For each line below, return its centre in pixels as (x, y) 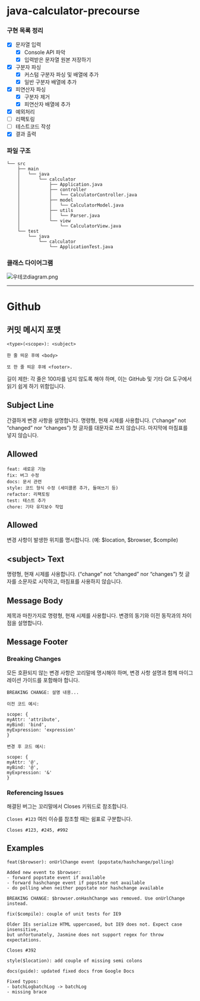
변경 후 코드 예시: (26, 746)
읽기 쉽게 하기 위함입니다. (36, 386)
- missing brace (27, 992)
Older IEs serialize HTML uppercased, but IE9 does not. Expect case (95, 924)
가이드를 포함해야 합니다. (51, 680)
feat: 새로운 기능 (26, 469)
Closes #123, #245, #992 (37, 830)
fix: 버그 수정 (23, 475)
